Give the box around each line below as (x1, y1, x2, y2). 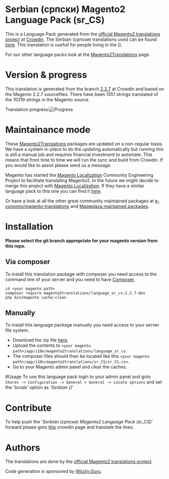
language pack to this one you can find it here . (5, 188, 102, 194)
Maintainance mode (5, 124, 91, 136)
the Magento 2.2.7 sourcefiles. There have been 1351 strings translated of (5, 91, 158, 97)
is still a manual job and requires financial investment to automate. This (5, 151, 152, 157)
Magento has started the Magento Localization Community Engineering (5, 172, 154, 178)
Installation (5, 221, 53, 232)
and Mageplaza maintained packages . (70, 203, 150, 209)
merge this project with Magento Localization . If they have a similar (5, 183, 145, 189)
